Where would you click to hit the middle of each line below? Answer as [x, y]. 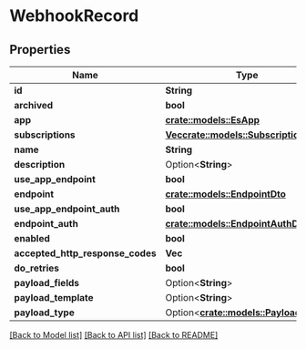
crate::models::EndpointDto [226, 194]
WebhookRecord [74, 16]
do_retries [36, 268]
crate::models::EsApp [213, 120]
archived [34, 105]
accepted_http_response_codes [85, 253]
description [40, 164]
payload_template [54, 298]
